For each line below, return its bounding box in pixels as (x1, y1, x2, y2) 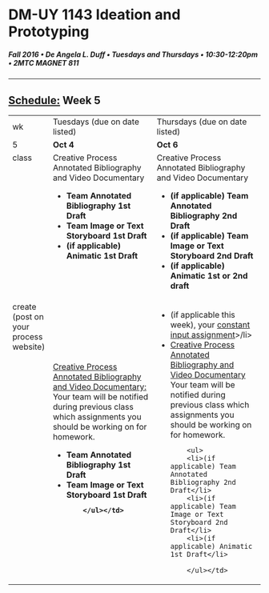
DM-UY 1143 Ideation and (8, 6, 181, 24)
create (12, 301, 37, 312)
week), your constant (170, 319, 251, 330)
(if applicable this (170, 309, 236, 320)
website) (12, 341, 46, 352)
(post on (12, 311, 44, 322)
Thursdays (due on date (156, 116, 247, 127)
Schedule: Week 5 (8, 94, 102, 107)
